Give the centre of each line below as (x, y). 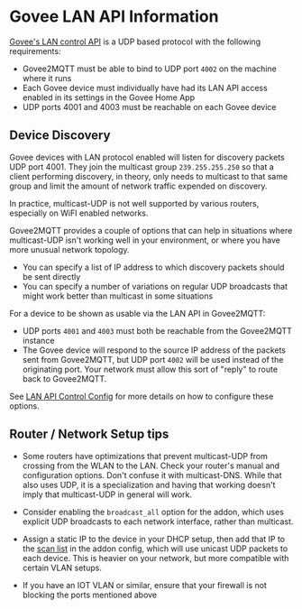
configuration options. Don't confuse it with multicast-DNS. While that (152, 475)
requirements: (35, 51)
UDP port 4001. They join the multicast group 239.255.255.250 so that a (142, 166)
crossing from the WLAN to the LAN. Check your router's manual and (151, 466)
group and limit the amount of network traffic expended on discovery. (138, 186)
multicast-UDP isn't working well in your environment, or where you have (145, 240)
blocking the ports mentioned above (90, 595)
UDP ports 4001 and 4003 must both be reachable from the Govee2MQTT (157, 330)
